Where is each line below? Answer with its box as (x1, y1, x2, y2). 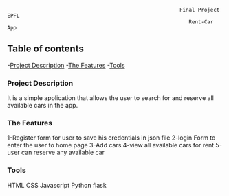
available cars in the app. (7, 101, 78, 110)
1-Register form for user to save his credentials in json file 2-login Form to (7, 134, 216, 142)
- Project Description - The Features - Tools (7, 61, 125, 69)
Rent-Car (188, 19, 214, 25)
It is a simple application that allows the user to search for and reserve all (7, 94, 215, 102)
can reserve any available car (21, 148, 105, 157)
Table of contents (7, 43, 84, 55)
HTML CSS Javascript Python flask (7, 181, 107, 189)
